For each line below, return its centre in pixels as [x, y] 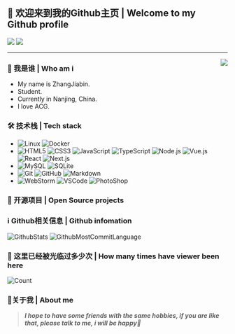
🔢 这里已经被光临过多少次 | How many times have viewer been [113, 256]
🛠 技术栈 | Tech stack [44, 126]
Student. [30, 92]
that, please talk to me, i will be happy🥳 [83, 323]
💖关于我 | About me [40, 300]
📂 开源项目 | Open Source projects [66, 200]
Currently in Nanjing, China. [57, 99]
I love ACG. [34, 106]
